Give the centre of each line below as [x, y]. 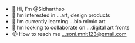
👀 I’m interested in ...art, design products [61, 15]
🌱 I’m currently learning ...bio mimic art [58, 21]
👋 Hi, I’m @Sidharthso [38, 9]
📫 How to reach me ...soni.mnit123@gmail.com [69, 34]
